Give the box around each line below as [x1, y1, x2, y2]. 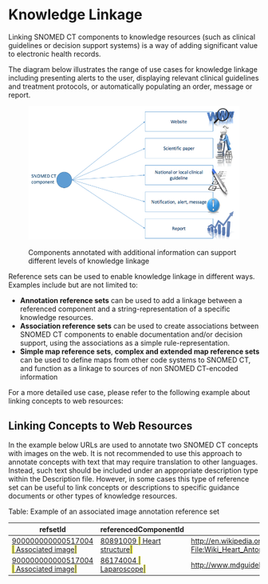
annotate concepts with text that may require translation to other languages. [8, 458, 258, 467]
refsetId [39, 524, 66, 534]
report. [8, 90, 31, 99]
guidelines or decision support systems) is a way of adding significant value [8, 40, 258, 50]
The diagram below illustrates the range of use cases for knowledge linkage [8, 64, 258, 74]
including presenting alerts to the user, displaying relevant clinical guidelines [8, 73, 259, 82]
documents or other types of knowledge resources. [8, 491, 178, 501]
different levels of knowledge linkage [28, 256, 150, 266]
